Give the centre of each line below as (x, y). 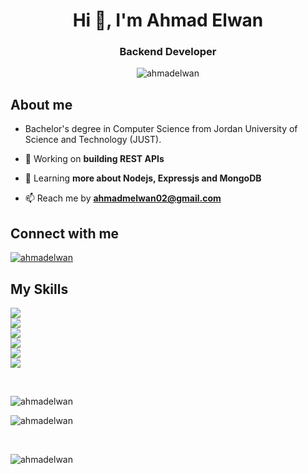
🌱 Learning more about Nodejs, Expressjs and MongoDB (143, 178)
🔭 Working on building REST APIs (94, 159)
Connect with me (65, 233)
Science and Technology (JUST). (93, 140)
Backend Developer (168, 52)
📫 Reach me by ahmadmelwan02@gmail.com (123, 198)
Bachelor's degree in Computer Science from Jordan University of (161, 129)
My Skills (39, 289)
